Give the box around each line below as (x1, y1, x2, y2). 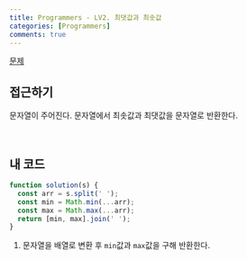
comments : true (9, 30, 67, 39)
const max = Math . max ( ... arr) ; (17, 206, 135, 215)
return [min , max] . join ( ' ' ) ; (17, 214, 131, 223)
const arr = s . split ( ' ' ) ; (17, 189, 119, 198)
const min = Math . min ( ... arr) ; (17, 197, 135, 207)
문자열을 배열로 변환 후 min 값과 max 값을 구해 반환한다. (22, 240, 210, 251)
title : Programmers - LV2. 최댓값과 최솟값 (9, 13, 162, 22)
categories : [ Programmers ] (9, 22, 111, 31)
